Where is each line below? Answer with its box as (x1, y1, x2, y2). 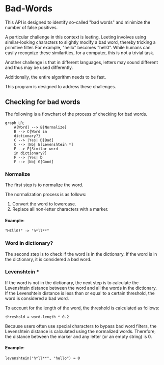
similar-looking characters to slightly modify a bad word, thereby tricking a (5, 39, 156, 45)
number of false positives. (5, 24, 58, 30)
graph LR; (5, 120, 26, 126)
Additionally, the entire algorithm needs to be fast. (5, 74, 107, 80)
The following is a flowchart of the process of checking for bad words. (5, 111, 147, 117)
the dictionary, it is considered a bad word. (5, 256, 92, 262)
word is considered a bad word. (5, 295, 69, 301)
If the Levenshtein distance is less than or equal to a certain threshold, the (5, 290, 155, 296)
